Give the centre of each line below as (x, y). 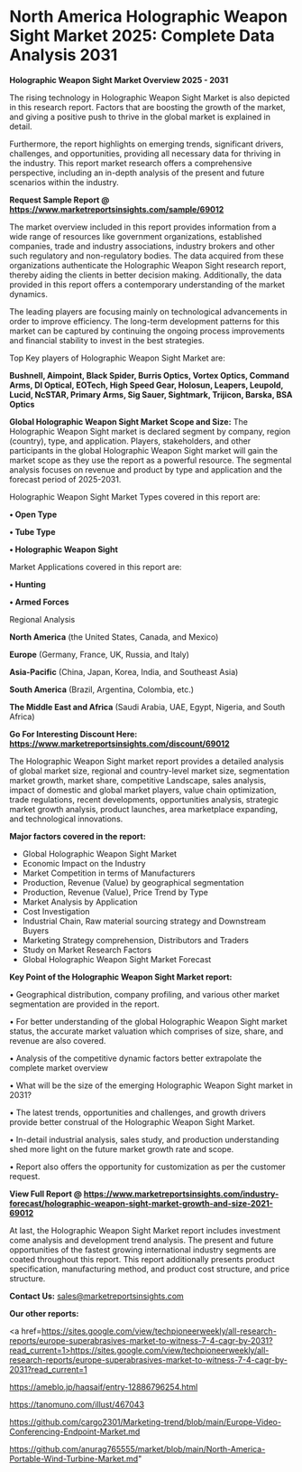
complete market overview (59, 1067)
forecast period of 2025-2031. (65, 479)
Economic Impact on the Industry (84, 863)
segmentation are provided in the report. (84, 1004)
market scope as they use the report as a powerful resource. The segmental (151, 460)
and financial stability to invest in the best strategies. (107, 340)
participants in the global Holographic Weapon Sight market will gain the (143, 450)
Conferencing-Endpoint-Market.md (75, 1431)
